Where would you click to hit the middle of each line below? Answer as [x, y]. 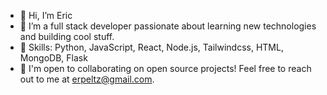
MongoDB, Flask [53, 58]
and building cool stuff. [67, 36]
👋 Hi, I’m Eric [46, 15]
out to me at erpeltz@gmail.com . [87, 79]
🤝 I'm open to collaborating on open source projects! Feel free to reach [165, 68]
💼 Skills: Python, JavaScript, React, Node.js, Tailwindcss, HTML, [151, 47]
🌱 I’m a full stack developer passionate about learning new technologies [168, 26]
